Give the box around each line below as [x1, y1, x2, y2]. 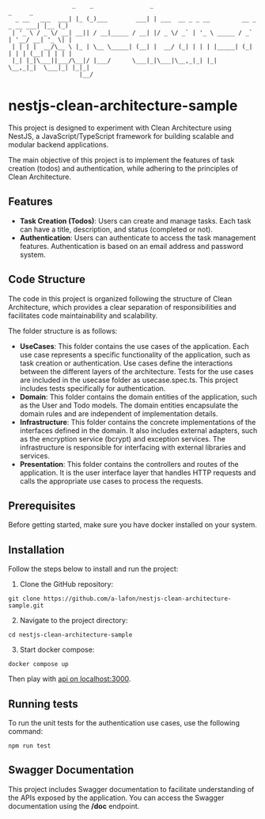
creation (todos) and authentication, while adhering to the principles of [8, 163, 239, 173]
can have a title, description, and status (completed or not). [19, 224, 214, 234]
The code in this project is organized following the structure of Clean [8, 293, 232, 303]
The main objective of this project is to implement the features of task [8, 155, 235, 164]
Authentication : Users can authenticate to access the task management [19, 232, 256, 243]
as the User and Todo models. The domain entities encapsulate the [19, 400, 239, 410]
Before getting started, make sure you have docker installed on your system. [8, 520, 257, 530]
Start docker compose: [19, 645, 95, 655]
